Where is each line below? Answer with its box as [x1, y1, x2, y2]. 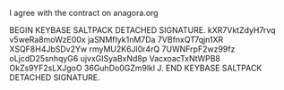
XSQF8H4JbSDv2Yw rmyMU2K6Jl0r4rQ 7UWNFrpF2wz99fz [9, 44, 236, 54]
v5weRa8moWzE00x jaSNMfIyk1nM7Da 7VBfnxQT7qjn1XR [9, 35, 224, 45]
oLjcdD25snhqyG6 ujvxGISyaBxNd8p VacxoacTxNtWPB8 [9, 53, 221, 63]
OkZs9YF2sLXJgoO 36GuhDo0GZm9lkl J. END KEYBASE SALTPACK [9, 62, 262, 73]
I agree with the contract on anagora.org [9, 8, 159, 18]
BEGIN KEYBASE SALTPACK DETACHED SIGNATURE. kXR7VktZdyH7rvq [9, 25, 276, 35]
